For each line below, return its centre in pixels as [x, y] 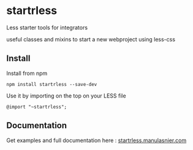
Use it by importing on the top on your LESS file [66, 96]
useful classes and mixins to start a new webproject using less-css [91, 39]
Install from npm [27, 73]
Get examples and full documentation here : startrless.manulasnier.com [96, 140]
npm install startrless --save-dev [52, 84]
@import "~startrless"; [37, 107]
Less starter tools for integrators [47, 27]
